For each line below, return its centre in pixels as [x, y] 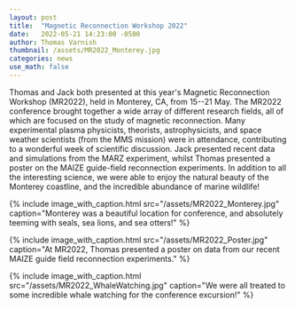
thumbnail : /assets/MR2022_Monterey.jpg [85, 51]
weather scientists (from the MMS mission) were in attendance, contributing [148, 139]
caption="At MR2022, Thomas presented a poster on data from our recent [145, 249]
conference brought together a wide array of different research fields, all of [147, 111]
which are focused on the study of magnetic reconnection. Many [128, 120]
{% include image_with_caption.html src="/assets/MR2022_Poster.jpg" [139, 240]
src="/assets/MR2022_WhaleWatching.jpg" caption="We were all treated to [147, 285]
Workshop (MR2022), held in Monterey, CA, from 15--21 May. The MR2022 [145, 101]
